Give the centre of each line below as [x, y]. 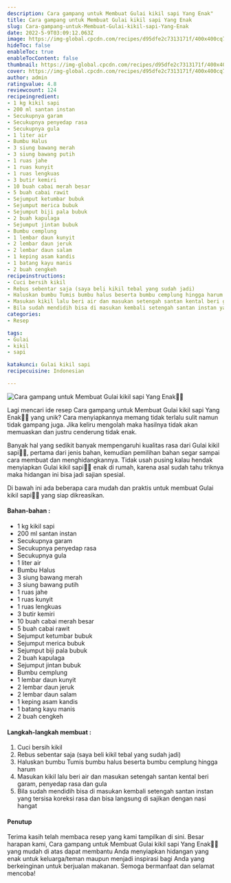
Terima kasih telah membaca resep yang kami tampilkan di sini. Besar [106, 837]
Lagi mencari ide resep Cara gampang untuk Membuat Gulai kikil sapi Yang [113, 409]
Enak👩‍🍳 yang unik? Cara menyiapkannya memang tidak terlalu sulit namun [113, 417]
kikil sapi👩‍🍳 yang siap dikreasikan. [56, 495]
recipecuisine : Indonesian [46, 371]
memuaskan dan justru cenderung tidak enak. [72, 432]
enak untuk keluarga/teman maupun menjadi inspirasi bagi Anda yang [106, 859]
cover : [16, 71]
